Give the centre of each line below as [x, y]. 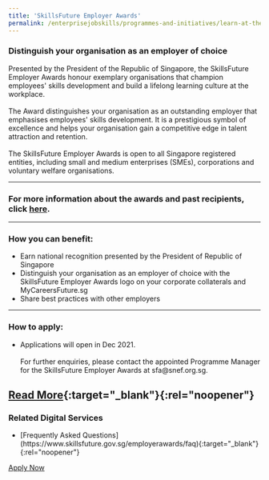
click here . [29, 209]
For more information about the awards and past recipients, [126, 198]
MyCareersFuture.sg [54, 290]
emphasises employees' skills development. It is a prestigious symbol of [127, 119]
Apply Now [27, 468]
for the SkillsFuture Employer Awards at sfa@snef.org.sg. [114, 370]
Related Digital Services [56, 418]
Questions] [100, 435]
